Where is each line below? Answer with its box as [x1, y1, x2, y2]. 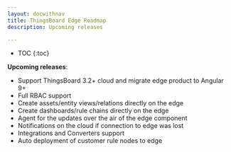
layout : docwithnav [7, 10, 65, 18]
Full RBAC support [17, 91, 72, 100]
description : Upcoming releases [7, 23, 103, 30]
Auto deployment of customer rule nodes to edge [17, 136, 163, 145]
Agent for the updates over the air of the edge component [17, 114, 188, 122]
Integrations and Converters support [17, 129, 125, 138]
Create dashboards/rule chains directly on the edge [17, 107, 169, 115]
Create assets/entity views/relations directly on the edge [17, 99, 184, 107]
